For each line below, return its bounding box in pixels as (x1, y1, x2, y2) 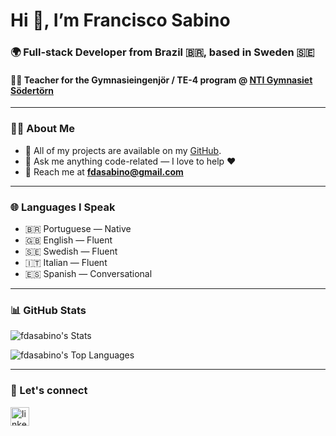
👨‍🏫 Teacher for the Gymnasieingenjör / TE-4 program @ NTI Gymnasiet (10, 74, 313, 86)
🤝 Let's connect (10, 384, 88, 398)
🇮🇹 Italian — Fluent (24, 256, 108, 268)
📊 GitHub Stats (10, 303, 87, 317)
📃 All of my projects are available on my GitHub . (24, 144, 222, 156)
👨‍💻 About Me (10, 122, 75, 136)
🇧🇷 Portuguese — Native (24, 222, 132, 234)
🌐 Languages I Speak (10, 200, 116, 214)
